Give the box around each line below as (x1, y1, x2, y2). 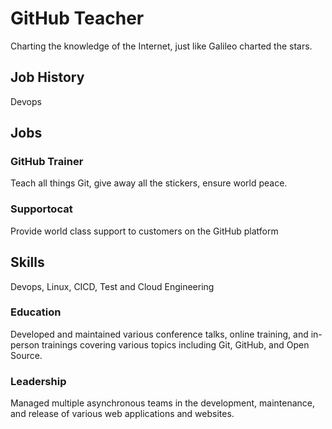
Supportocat (10, 202, 73, 216)
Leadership (10, 374, 67, 388)
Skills (10, 254, 45, 271)
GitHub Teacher (10, 7, 145, 30)
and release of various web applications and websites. (10, 408, 235, 420)
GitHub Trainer (10, 155, 84, 169)
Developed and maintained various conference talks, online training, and (10, 328, 309, 340)
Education (10, 305, 62, 319)
